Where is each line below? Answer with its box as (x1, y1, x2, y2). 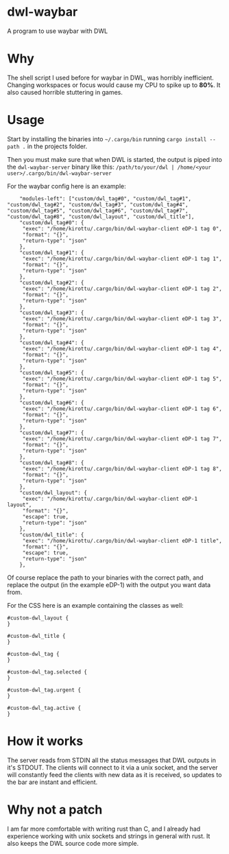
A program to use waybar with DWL (7, 27, 108, 35)
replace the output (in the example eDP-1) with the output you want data (7, 580, 211, 589)
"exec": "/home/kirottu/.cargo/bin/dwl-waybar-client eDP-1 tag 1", (22, 255, 223, 262)
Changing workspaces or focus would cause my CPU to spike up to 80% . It (7, 80, 221, 89)
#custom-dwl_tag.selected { (7, 668, 88, 676)
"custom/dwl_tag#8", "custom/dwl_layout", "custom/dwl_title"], (7, 213, 195, 220)
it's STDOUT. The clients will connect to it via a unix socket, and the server (7, 763, 218, 772)
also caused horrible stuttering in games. (7, 88, 123, 96)
